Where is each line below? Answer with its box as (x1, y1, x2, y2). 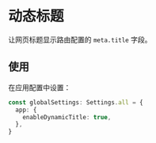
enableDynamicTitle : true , (22, 113, 112, 121)
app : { (15, 106, 37, 114)
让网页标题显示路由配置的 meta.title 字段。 (8, 35, 152, 44)
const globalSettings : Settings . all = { (8, 98, 144, 107)
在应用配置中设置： (8, 82, 71, 92)
